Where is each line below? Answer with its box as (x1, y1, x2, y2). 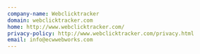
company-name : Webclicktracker (7, 10, 100, 18)
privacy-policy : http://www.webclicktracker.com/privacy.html (7, 29, 194, 37)
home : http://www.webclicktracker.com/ (7, 23, 125, 30)
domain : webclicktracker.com (7, 17, 93, 24)
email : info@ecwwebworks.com (7, 36, 93, 43)
